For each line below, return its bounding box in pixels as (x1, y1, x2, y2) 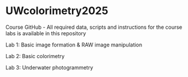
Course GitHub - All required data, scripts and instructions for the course (5, 24, 183, 31)
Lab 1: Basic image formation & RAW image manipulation (5, 41, 143, 48)
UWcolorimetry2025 (5, 4, 108, 18)
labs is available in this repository (5, 29, 87, 36)
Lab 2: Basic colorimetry (5, 52, 65, 59)
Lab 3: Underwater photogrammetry (5, 63, 94, 71)
